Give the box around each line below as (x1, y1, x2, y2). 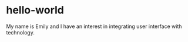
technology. (6, 29, 35, 36)
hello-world (6, 3, 65, 17)
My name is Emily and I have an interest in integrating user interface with (6, 23, 182, 30)
